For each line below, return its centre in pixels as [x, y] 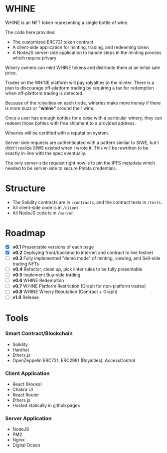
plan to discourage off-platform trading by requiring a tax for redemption [80, 87]
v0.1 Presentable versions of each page [53, 247]
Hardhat [21, 349]
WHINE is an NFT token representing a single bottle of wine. [67, 22]
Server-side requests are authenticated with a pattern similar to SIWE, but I [82, 142]
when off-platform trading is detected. [44, 93]
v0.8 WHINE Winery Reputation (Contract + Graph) [65, 292]
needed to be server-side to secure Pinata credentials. [61, 168]
